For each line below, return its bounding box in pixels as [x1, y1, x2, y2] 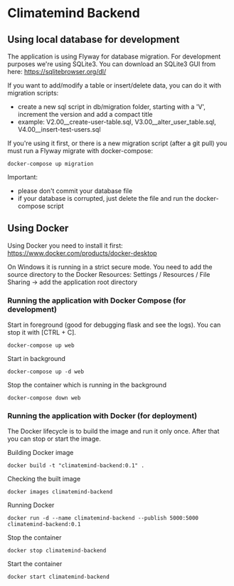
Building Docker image [7, 449, 74, 457]
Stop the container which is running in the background [7, 381, 167, 389]
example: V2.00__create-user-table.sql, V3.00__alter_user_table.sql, [17, 117, 217, 126]
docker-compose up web [7, 342, 75, 350]
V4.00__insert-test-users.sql [17, 125, 101, 133]
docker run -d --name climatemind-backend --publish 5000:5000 [7, 515, 199, 522]
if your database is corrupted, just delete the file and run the [17, 194, 194, 202]
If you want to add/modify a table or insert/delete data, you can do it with [7, 81, 222, 90]
